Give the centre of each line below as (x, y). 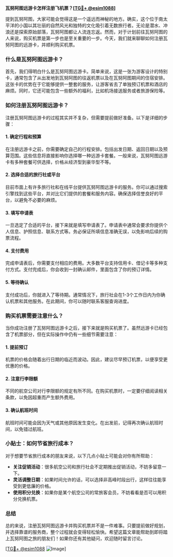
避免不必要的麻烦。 (39, 200)
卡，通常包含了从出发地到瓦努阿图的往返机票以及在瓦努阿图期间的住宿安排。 (86, 78)
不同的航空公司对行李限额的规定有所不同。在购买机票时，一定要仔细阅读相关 (86, 391)
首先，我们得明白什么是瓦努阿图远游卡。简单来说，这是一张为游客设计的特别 (86, 71)
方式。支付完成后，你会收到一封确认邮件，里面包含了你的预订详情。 (82, 269)
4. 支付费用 (17, 250)
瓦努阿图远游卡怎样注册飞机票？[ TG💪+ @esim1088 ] (60, 8)
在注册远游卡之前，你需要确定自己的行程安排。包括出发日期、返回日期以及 (84, 149)
